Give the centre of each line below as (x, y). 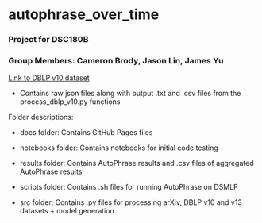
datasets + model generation (67, 211)
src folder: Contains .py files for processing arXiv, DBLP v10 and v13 (131, 202)
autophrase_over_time (84, 15)
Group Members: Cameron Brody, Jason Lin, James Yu (116, 61)
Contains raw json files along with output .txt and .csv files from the (130, 94)
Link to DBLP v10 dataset (49, 78)
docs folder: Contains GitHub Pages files (86, 133)
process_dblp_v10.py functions (70, 102)
